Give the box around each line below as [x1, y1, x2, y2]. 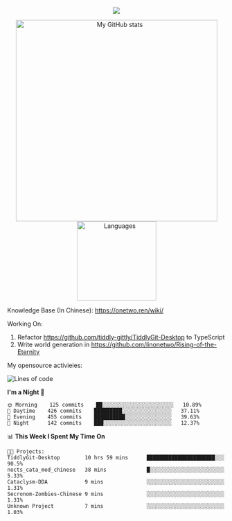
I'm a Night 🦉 [7, 388, 45, 396]
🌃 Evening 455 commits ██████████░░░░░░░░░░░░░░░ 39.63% [7, 414, 199, 421]
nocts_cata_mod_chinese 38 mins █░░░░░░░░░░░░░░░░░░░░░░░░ [7, 466, 225, 473]
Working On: [7, 319, 43, 328]
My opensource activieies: [7, 361, 83, 369]
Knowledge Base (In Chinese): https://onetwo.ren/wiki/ [7, 306, 164, 315]
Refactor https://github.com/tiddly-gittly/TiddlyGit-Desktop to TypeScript [17, 333, 225, 341]
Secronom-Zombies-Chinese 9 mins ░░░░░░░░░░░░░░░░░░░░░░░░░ [7, 491, 225, 497]
